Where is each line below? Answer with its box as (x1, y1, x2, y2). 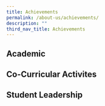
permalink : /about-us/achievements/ (6, 15, 99, 21)
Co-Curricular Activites (6, 69, 97, 80)
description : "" (6, 20, 47, 26)
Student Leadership (6, 90, 83, 101)
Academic (6, 48, 46, 58)
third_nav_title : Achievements (6, 26, 86, 32)
